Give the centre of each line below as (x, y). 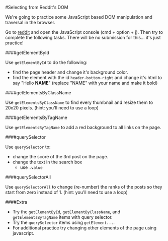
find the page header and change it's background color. (70, 72)
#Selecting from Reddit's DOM (37, 7)
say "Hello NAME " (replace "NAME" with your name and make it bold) (85, 83)
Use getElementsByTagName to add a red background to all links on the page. (83, 127)
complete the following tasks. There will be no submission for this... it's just (83, 38)
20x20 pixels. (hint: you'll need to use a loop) (52, 108)
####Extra (16, 202)
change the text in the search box (47, 162)
